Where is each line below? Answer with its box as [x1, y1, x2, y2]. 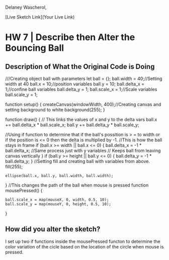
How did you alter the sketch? [5, 225, 101, 233]
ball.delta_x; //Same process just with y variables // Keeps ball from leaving [5, 148, 161, 153]
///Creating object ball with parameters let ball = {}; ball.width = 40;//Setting [5, 75, 162, 81]
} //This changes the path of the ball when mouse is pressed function [5, 182, 149, 188]
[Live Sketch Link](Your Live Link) [5, 14, 75, 20]
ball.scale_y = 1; [5, 92, 38, 98]
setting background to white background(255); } [5, 107, 105, 113]
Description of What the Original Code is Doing [5, 62, 155, 71]
